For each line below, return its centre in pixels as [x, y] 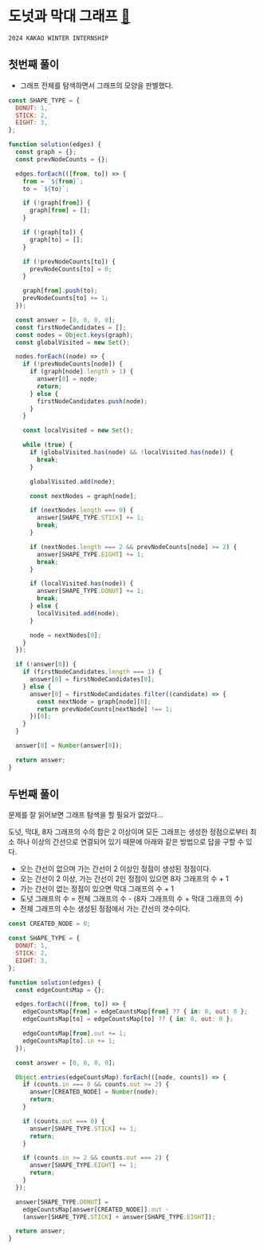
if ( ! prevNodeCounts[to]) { [69, 261]
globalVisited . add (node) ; [72, 481]
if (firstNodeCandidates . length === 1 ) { [92, 672]
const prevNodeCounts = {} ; [62, 159]
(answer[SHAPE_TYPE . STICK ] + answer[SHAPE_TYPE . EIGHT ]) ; [119, 1217]
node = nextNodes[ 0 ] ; [65, 635]
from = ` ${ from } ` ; [53, 181]
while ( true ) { [48, 445]
